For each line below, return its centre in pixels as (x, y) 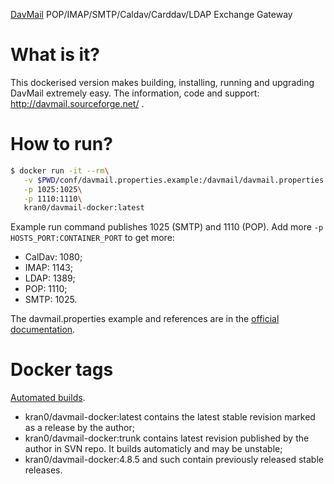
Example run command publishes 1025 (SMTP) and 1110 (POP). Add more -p (167, 227)
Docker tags (62, 370)
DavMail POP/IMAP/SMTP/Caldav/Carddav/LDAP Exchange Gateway (151, 14)
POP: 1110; (46, 289)
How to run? (61, 144)
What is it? (55, 55)
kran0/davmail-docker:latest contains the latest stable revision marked (170, 417)
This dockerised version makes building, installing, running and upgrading (162, 82)
